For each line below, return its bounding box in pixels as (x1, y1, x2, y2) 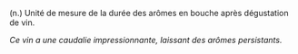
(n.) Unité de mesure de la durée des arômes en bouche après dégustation (9, 8, 289, 18)
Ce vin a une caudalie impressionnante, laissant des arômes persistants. (9, 35, 283, 45)
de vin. (9, 17, 35, 28)
